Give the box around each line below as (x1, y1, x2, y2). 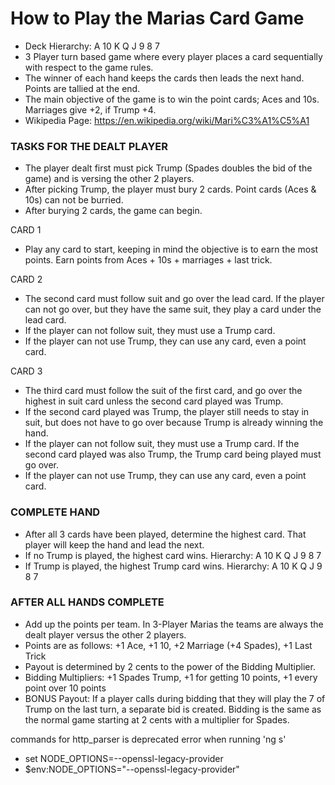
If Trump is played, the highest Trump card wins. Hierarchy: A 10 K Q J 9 (24, 560, 323, 572)
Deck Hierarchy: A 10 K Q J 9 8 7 (24, 40, 160, 52)
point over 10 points (24, 682, 107, 694)
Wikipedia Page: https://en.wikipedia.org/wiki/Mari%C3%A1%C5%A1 (24, 114, 310, 126)
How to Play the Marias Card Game (10, 7, 305, 30)
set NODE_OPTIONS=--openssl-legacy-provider (24, 752, 224, 764)
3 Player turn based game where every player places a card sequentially (24, 50, 323, 62)
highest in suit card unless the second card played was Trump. (24, 395, 284, 407)
